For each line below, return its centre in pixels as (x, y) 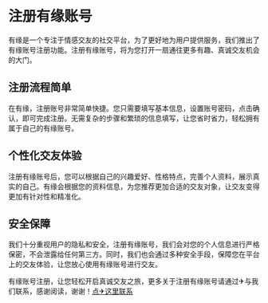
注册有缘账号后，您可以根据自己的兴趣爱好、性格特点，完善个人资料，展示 (130, 176)
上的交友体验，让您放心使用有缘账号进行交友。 (85, 265)
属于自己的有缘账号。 (43, 128)
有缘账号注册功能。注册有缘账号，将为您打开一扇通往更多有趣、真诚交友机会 (134, 49)
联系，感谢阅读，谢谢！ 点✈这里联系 (74, 291)
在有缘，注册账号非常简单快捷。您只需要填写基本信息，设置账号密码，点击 (130, 108)
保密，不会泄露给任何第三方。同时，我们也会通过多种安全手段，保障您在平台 (134, 254)
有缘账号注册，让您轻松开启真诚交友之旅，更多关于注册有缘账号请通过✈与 (130, 281)
